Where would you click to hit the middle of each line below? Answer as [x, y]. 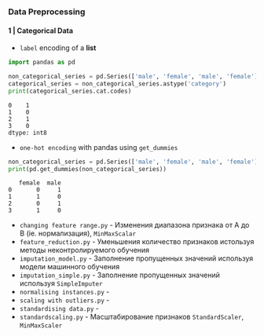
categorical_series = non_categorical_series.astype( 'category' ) [117, 84]
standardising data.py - [59, 309]
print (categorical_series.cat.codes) [70, 91]
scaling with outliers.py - [64, 300]
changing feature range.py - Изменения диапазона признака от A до [134, 225]
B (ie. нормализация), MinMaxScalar [77, 233]
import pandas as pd [42, 62]
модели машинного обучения [70, 267]
